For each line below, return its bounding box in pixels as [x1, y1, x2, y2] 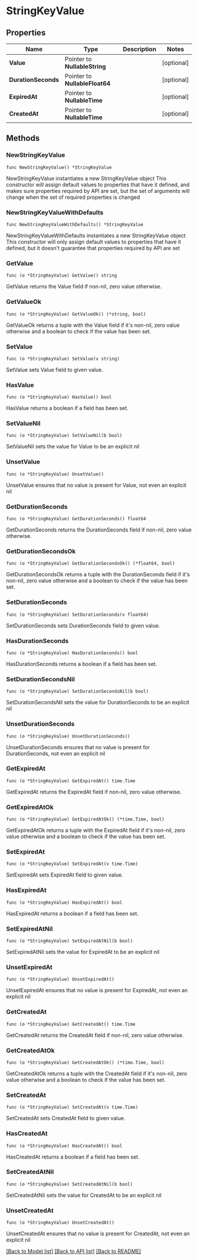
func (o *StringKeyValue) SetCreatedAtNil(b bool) [6, 1181, 133, 1187]
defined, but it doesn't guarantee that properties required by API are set [6, 244, 180, 251]
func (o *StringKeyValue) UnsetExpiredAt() [6, 976, 115, 983]
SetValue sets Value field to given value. [6, 366, 103, 373]
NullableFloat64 [64, 80, 111, 87]
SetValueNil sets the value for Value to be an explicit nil [6, 443, 140, 450]
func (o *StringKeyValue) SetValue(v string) [6, 356, 120, 362]
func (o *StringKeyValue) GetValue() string [6, 273, 117, 278]
